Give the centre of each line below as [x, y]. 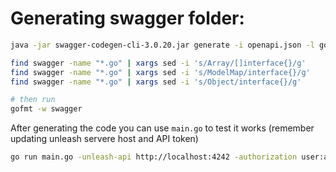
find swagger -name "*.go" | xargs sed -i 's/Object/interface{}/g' [156, 82]
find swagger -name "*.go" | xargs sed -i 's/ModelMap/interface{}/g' [160, 72]
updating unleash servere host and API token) [104, 139]
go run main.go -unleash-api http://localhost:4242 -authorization [154, 157]
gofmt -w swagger [46, 109]
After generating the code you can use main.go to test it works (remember [162, 128]
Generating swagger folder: [127, 18]
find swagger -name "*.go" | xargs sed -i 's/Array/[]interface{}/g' [158, 63]
